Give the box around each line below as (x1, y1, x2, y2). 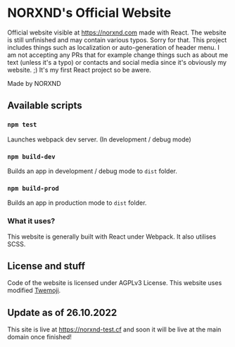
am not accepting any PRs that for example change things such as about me (7, 51, 229, 59)
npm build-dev (7, 153, 56, 160)
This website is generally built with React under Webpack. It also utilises (7, 232, 217, 241)
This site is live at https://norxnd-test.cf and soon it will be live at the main (7, 325, 222, 334)
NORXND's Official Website (7, 5, 172, 21)
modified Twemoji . (7, 286, 61, 295)
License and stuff (7, 260, 86, 272)
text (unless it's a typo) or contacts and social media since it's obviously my (7, 58, 227, 66)
